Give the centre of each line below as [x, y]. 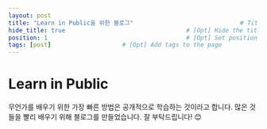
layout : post [30, 15]
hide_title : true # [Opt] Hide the [126, 30]
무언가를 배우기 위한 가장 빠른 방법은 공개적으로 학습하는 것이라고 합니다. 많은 [128, 107]
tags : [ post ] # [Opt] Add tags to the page [115, 45]
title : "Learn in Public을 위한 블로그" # [126, 23]
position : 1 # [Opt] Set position [133, 38]
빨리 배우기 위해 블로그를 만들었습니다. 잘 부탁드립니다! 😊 [112, 117]
